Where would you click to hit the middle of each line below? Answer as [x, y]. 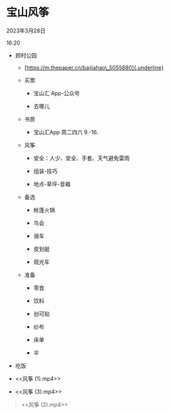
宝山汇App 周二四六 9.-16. [66, 132]
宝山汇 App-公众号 [57, 93]
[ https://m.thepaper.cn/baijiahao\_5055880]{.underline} [94, 67]
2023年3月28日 [26, 31]
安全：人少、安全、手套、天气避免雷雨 [81, 158]
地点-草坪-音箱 [52, 184]
